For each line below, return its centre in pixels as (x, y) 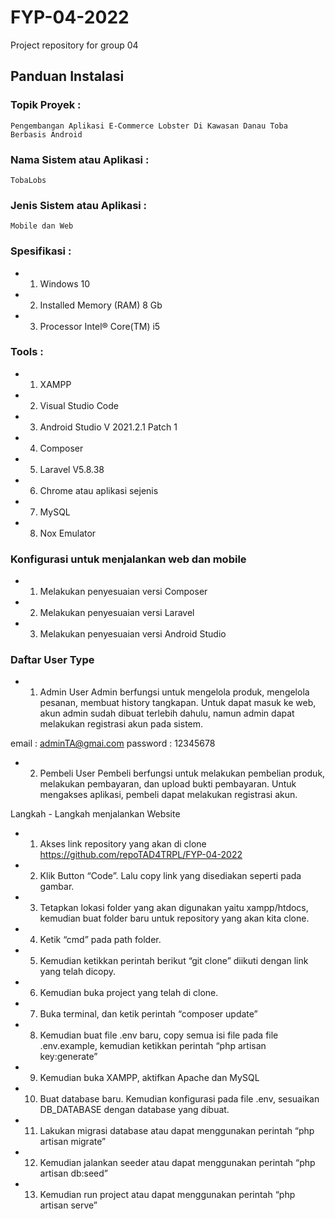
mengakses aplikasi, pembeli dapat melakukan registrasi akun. (168, 795)
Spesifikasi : (41, 251)
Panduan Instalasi (67, 76)
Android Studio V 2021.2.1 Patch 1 (108, 427)
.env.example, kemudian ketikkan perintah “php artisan (153, 1046)
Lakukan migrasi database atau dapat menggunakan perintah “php (177, 1131)
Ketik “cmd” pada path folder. (100, 940)
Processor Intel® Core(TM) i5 (100, 326)
